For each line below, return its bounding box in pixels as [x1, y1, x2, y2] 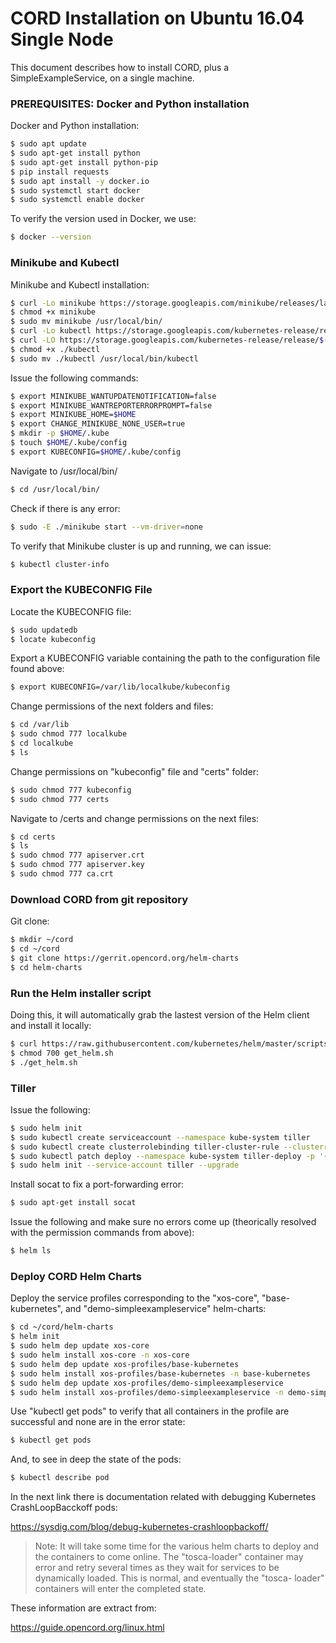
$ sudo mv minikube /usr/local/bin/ [10, 317, 163, 327]
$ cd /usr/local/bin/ [10, 484, 101, 494]
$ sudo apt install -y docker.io [10, 176, 150, 186]
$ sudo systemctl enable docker [10, 195, 145, 205]
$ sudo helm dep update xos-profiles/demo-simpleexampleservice [10, 1378, 284, 1388]
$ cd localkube [10, 738, 74, 749]
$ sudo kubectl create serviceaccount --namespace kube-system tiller [10, 1132, 311, 1142]
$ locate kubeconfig [10, 634, 97, 644]
